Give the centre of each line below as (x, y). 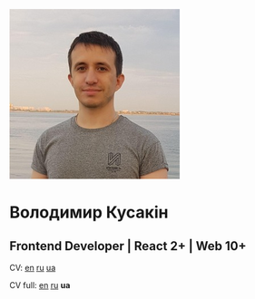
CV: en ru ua (33, 268)
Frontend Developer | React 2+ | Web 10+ (128, 246)
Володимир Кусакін (89, 212)
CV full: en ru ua (40, 285)
